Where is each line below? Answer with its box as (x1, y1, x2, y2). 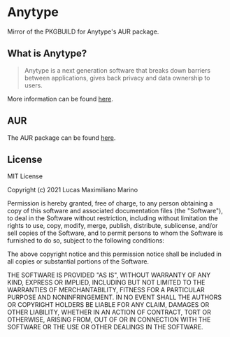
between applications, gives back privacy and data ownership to (24, 73, 210, 82)
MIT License (7, 172, 43, 180)
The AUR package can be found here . (7, 134, 116, 142)
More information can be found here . (7, 94, 113, 103)
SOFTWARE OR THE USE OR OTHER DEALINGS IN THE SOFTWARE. (7, 323, 203, 331)
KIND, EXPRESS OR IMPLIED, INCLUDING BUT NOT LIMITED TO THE (7, 278, 206, 287)
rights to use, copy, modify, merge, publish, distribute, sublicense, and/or (7, 222, 218, 230)
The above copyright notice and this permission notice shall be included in (7, 250, 222, 259)
